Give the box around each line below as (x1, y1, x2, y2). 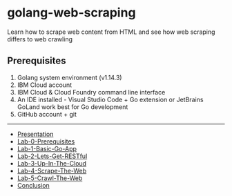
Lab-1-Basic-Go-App (17, 144, 77, 153)
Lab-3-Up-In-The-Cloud (17, 159, 87, 167)
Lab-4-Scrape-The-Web (17, 166, 87, 175)
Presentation (17, 130, 54, 138)
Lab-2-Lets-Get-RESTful (17, 152, 88, 160)
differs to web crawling (7, 35, 73, 43)
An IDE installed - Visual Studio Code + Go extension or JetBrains (17, 95, 204, 104)
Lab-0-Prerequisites (17, 137, 75, 146)
